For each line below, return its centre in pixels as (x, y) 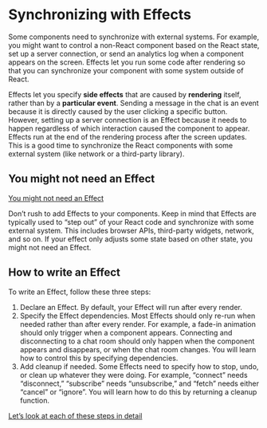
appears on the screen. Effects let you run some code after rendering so (127, 62)
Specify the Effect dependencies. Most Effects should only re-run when (137, 316)
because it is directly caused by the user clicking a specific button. (118, 111)
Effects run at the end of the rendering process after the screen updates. (128, 136)
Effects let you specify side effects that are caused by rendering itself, (125, 94)
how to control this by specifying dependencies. (99, 358)
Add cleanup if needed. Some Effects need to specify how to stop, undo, (139, 366)
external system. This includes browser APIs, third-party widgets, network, (131, 230)
